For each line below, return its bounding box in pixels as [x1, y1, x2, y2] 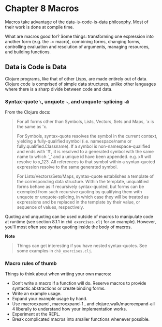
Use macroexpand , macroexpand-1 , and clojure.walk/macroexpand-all [12, 301, 155, 307]
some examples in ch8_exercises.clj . [16, 248, 93, 254]
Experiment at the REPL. [12, 311, 60, 317]
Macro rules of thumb [5, 260, 57, 266]
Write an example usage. [12, 291, 62, 296]
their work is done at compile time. [5, 24, 74, 30]
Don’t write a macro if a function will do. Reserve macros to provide [12, 280, 147, 286]
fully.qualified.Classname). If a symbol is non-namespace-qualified [16, 143, 150, 149]
